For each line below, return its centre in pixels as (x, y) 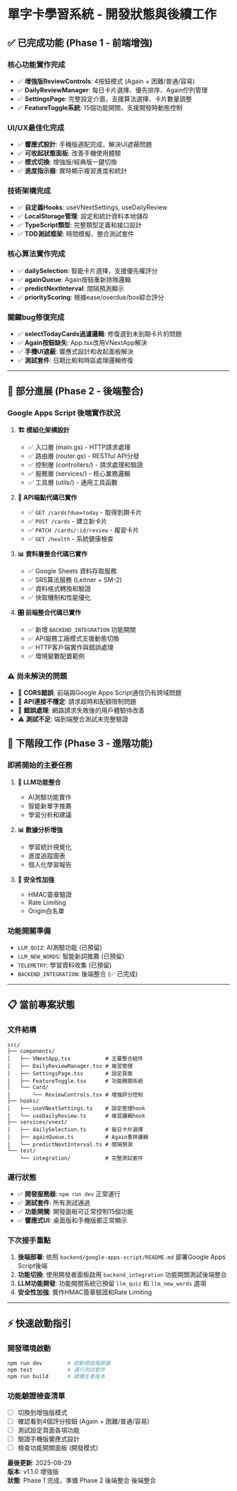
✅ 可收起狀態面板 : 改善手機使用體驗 (69, 153)
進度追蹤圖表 (47, 856)
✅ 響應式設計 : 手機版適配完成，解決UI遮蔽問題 (85, 145)
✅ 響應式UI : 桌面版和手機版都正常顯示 (72, 1220)
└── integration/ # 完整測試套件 (81, 1158)
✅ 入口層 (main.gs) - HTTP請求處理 (79, 447)
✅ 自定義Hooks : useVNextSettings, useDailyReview (92, 207)
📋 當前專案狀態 (41, 1005)
